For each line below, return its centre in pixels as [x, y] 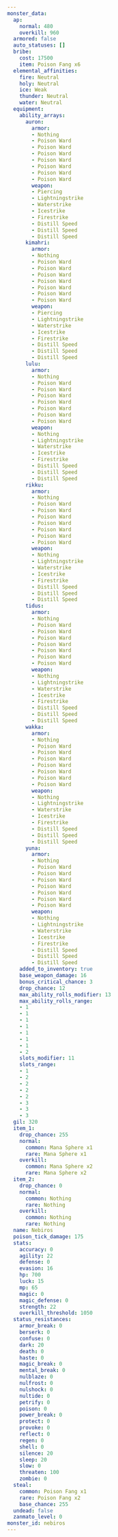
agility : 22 [36, 1256]
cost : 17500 [36, 58]
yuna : [33, 848]
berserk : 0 [35, 1332]
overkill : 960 [39, 33]
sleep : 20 [33, 1460]
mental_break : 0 [43, 1370]
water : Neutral [41, 103]
